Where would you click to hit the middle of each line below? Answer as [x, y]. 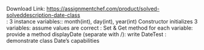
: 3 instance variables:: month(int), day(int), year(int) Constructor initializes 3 [102, 21]
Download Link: [26, 9]
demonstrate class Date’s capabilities [53, 41]
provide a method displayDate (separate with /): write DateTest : [86, 34]
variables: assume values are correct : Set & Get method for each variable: [100, 28]
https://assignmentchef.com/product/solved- [103, 9]
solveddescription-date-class [43, 15]
